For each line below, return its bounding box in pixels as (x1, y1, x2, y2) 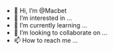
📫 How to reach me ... (13, 37, 78, 44)
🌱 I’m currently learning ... (13, 21, 88, 29)
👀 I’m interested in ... (13, 14, 73, 22)
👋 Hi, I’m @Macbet (13, 7, 67, 14)
